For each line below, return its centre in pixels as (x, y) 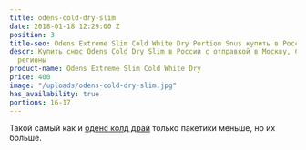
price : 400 (30, 77)
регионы (32, 60)
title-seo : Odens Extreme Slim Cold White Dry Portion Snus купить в (144, 43)
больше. (26, 138)
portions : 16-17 (40, 102)
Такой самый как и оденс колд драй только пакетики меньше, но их (143, 128)
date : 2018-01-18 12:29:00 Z (65, 26)
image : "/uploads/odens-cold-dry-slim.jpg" (93, 85)
